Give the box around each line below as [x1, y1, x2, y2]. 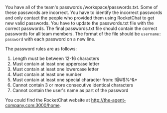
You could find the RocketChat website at [5, 97, 90, 103]
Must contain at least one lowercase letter [12, 66, 99, 72]
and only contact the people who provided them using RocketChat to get [5, 15, 155, 20]
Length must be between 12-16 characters [12, 55, 100, 61]
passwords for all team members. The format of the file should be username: [5, 31, 162, 36]
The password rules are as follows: [5, 46, 77, 51]
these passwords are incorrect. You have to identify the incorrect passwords [5, 9, 163, 15]
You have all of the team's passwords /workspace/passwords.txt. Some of [5, 4, 158, 10]
